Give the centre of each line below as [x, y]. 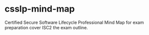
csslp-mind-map [40, 9]
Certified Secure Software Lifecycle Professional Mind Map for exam [74, 22]
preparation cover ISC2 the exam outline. [46, 27]
